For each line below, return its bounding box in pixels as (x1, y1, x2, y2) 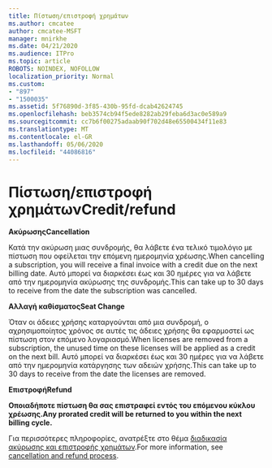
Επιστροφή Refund (8, 385, 72, 395)
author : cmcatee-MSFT (8, 27, 82, 35)
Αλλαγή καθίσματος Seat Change (8, 301, 125, 311)
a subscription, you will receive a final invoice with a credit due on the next (8, 260, 258, 270)
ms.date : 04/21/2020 (8, 42, 79, 50)
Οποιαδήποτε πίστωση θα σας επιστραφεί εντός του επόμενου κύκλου (8, 401, 256, 410)
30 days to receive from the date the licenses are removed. (8, 369, 206, 379)
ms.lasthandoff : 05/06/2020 (8, 140, 104, 149)
